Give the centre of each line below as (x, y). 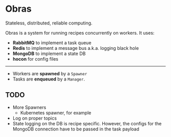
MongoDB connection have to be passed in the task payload (76, 129)
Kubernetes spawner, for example (56, 113)
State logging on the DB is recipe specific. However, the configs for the (87, 123)
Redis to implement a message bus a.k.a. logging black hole (76, 48)
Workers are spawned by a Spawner (50, 73)
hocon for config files (35, 59)
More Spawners (30, 107)
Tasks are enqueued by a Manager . (49, 79)
